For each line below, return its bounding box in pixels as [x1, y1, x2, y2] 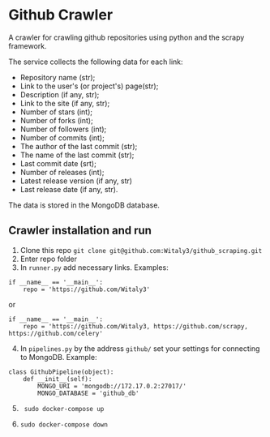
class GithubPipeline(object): [8, 367, 114, 376]
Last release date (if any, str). [19, 184, 118, 194]
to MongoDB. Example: [19, 352, 97, 362]
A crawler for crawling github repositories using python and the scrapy [8, 32, 245, 42]
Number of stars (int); [19, 107, 93, 117]
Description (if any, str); [19, 89, 100, 99]
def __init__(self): [23, 375, 92, 383]
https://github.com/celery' [8, 329, 104, 337]
